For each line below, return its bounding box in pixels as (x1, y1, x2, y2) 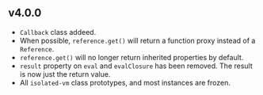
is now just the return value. (19, 69, 111, 78)
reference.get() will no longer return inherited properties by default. (19, 52, 244, 62)
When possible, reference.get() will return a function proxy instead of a (19, 36, 256, 45)
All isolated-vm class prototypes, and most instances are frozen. (19, 78, 231, 87)
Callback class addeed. (19, 27, 97, 36)
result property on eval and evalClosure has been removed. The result (19, 61, 253, 70)
